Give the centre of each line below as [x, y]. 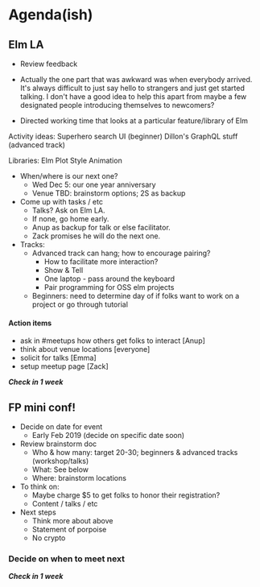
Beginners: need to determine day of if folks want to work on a [136, 296]
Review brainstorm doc [58, 444]
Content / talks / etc [65, 504]
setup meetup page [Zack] [64, 366]
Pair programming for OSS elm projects [109, 287]
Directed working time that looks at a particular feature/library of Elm [134, 121]
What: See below [60, 469]
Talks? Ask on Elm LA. [68, 210]
